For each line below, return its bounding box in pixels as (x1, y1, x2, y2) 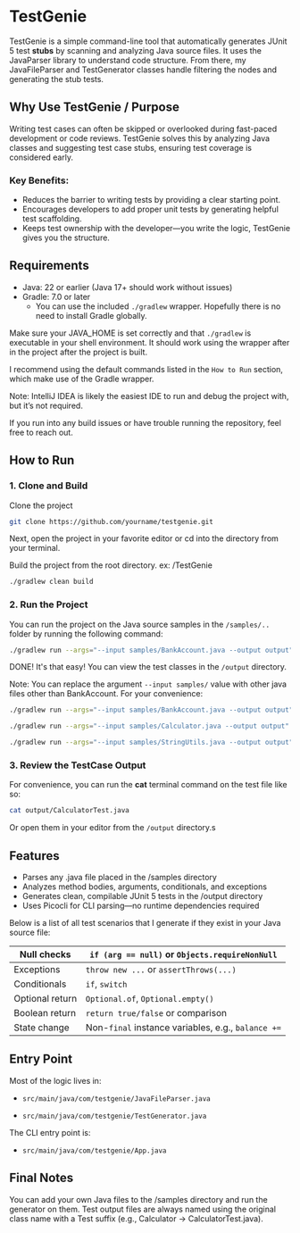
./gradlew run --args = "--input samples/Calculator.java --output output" (9, 721, 290, 731)
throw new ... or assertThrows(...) (85, 963, 237, 976)
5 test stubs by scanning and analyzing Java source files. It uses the (9, 45, 262, 55)
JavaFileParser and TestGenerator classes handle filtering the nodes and (9, 64, 278, 75)
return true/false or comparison (85, 1007, 228, 1020)
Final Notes (9, 1171, 74, 1186)
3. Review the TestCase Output (9, 759, 146, 771)
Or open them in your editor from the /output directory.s (9, 822, 216, 833)
